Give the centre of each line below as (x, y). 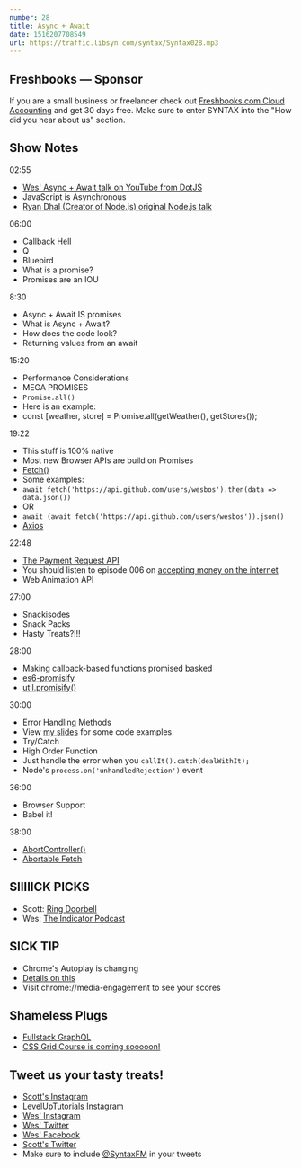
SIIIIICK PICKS (49, 887)
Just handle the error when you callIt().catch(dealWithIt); (136, 760)
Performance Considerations (76, 378)
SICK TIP (35, 946)
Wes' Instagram (51, 1116)
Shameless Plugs (58, 1016)
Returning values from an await (80, 343)
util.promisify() (49, 687)
